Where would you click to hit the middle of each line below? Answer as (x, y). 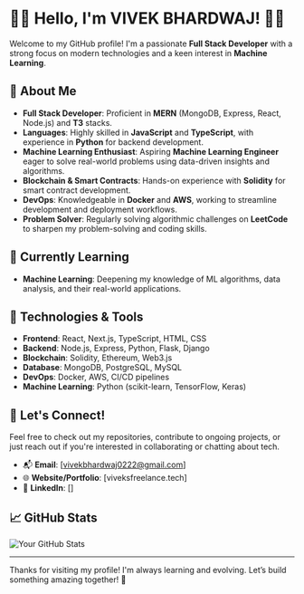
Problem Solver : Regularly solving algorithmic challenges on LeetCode (155, 219)
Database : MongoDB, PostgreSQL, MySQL (102, 368)
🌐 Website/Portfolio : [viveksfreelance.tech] (104, 478)
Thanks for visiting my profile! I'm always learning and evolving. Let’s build (148, 570)
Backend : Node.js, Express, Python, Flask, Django (116, 349)
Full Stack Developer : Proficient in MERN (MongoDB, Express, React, (152, 113)
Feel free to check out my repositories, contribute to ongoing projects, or (145, 437)
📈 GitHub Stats (53, 517)
